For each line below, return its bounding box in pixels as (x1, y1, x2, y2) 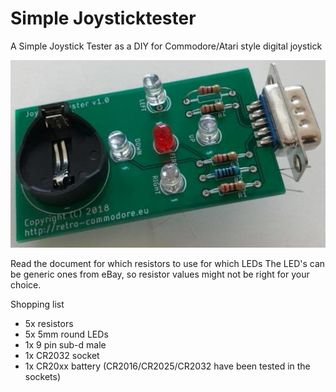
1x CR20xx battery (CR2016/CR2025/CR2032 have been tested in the (24, 360, 311, 372)
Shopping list (10, 298, 65, 310)
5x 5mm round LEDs (24, 328, 109, 340)
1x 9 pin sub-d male (24, 338, 107, 351)
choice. (10, 278, 42, 291)
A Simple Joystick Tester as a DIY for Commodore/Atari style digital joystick (10, 40, 323, 52)
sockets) (24, 370, 62, 382)
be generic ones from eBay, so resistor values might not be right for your (10, 268, 310, 280)
